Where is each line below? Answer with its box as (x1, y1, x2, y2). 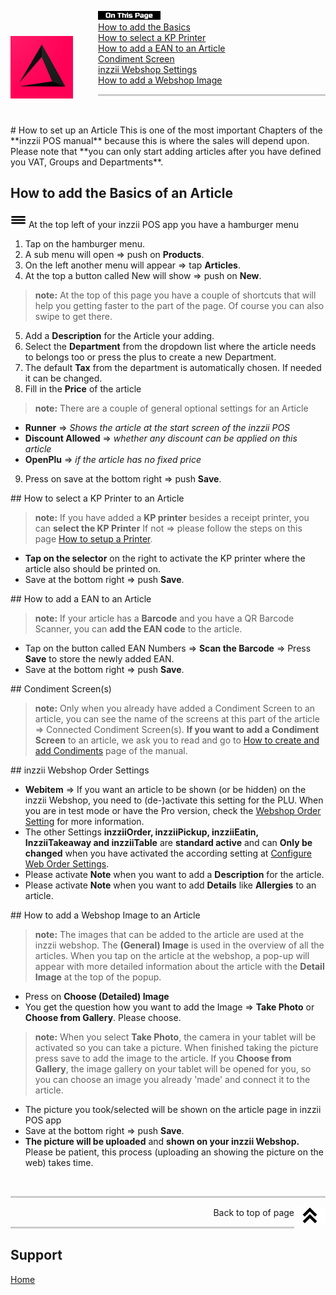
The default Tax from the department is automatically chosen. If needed (24, 361, 322, 373)
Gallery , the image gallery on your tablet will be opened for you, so (34, 1062, 312, 1075)
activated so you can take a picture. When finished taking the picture (34, 1041, 319, 1053)
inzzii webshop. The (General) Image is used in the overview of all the (34, 939, 325, 951)
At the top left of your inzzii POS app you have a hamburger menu (28, 218, 300, 230)
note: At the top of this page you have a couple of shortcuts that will (34, 289, 317, 301)
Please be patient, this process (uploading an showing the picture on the (24, 1146, 324, 1158)
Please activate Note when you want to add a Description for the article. (24, 868, 325, 880)
